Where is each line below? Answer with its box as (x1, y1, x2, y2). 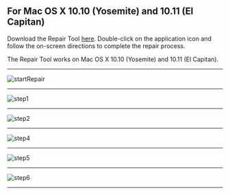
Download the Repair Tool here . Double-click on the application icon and (7, 34, 212, 43)
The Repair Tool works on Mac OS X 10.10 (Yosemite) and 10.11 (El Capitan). (7, 55, 219, 63)
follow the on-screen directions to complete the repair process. (7, 41, 186, 50)
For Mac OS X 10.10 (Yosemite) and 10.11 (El (7, 5, 194, 17)
